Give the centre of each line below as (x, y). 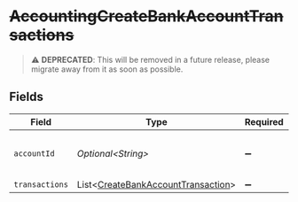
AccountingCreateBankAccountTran (146, 16)
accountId (34, 153)
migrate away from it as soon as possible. (107, 69)
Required (264, 121)
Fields (27, 97)
